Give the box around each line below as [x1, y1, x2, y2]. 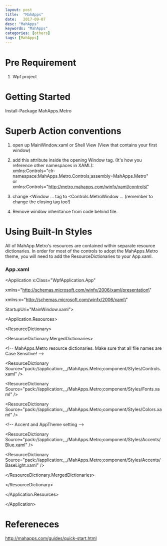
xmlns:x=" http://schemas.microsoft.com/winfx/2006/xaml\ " [5, 297, 128, 303]
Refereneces [5, 519, 59, 530]
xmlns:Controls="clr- [12, 168, 56, 174]
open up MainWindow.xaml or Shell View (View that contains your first [12, 142, 157, 148]
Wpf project [12, 73, 37, 79]
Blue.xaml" [5, 442, 27, 448]
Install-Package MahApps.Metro [5, 107, 72, 113]
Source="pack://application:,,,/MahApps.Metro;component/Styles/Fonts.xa [5, 386, 160, 392]
